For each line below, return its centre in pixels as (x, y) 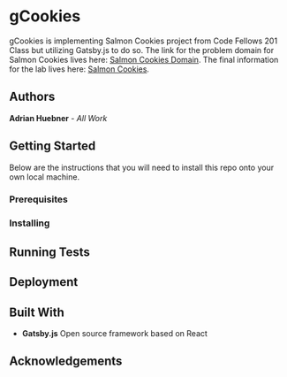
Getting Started (53, 146)
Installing (30, 223)
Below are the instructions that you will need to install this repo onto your (142, 167)
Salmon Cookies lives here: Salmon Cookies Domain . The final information (144, 59)
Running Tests (49, 252)
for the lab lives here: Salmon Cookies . (79, 69)
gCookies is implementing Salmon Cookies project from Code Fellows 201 (143, 41)
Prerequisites (38, 199)
